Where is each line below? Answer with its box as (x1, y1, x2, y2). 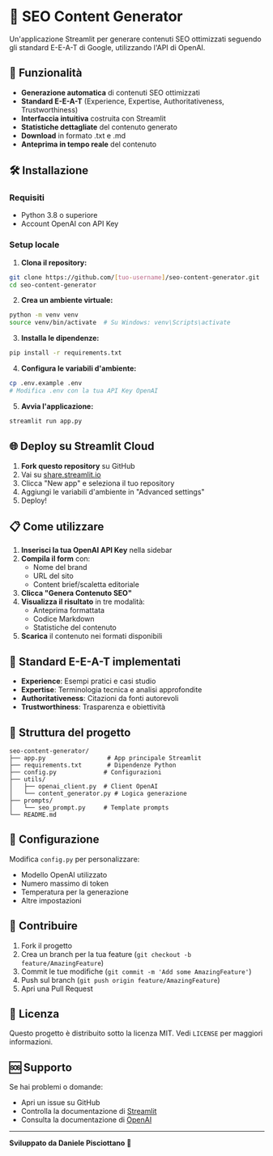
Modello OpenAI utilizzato (20, 869, 108, 879)
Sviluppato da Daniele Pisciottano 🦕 (9, 1138, 132, 1148)
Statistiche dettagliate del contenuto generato (20, 121, 177, 132)
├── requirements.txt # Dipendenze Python (9, 761, 177, 769)
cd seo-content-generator (9, 281, 96, 289)
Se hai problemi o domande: (9, 1082, 104, 1092)
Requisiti (9, 192, 45, 203)
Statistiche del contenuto (32, 623, 117, 632)
